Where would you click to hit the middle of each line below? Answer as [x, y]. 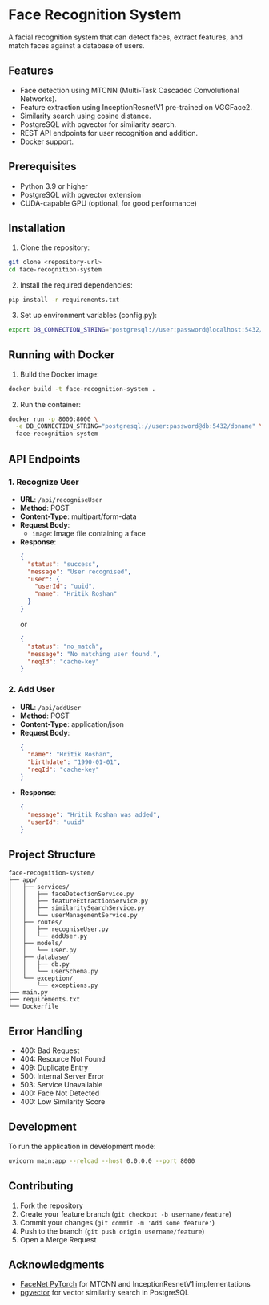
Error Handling [45, 1031]
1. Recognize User [44, 482]
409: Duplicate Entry [54, 1068]
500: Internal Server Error [62, 1076]
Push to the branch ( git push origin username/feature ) [112, 1231]
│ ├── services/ [39, 887]
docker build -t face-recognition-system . [82, 389]
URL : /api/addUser [50, 707]
